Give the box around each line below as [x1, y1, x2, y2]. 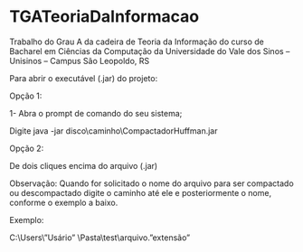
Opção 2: [9, 143, 44, 154]
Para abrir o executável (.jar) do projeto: [9, 72, 158, 83]
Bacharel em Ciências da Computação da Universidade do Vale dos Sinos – [9, 45, 290, 56]
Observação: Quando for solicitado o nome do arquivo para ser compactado [9, 178, 294, 189]
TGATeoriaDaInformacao [9, 6, 200, 27]
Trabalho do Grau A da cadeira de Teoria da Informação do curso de [9, 36, 264, 47]
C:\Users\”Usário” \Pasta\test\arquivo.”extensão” [9, 232, 191, 243]
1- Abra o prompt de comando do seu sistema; [9, 107, 183, 118]
